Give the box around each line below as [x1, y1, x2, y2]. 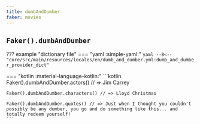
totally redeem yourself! [6, 111, 71, 117]
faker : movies [6, 14, 42, 20]
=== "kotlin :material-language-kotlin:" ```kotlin [6, 73, 122, 80]
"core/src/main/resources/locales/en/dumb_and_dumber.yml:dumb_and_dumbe [6, 57, 195, 63]
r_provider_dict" [6, 62, 50, 69]
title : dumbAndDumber [6, 8, 60, 15]
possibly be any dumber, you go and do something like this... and [6, 106, 178, 112]
